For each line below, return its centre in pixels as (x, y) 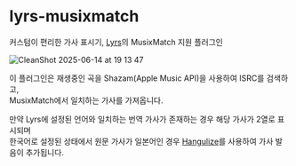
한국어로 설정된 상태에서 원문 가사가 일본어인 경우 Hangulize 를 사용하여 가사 (141, 141)
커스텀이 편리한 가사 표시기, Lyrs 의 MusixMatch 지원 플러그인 (116, 42)
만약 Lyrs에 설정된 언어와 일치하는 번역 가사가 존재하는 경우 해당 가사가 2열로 (142, 119)
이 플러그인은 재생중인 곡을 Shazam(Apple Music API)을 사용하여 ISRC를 (137, 78)
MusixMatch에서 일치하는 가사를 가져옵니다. (86, 100)
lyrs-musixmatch (74, 16)
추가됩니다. (45, 152)
